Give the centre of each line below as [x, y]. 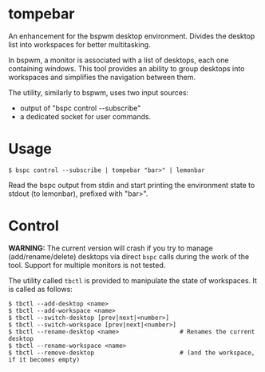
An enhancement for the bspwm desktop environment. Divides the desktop [132, 36]
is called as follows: [41, 289]
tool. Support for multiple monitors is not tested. [87, 265]
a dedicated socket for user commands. [85, 116]
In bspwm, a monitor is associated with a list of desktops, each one [119, 60]
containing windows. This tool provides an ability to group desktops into [127, 68]
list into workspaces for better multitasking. [79, 44]
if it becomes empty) [44, 360]
